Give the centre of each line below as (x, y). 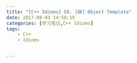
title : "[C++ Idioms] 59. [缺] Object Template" (69, 12)
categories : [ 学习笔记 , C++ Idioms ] (50, 23)
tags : (13, 29)
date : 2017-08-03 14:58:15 (41, 18)
